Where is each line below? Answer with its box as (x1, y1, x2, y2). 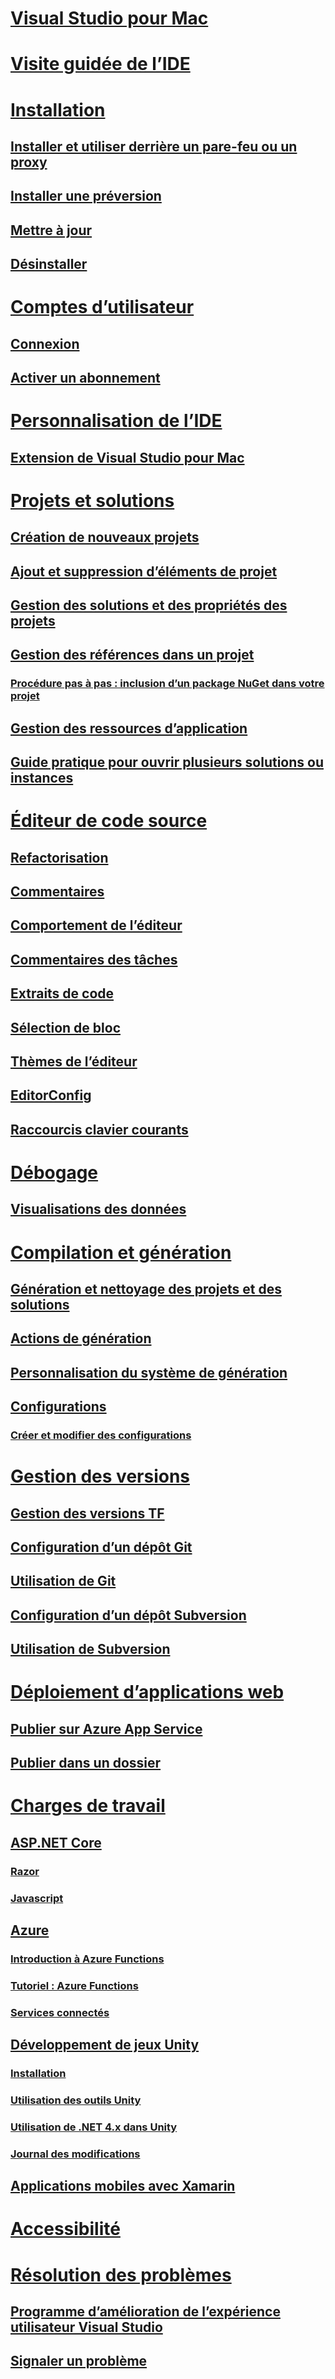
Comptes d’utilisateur (10, 296, 195, 319)
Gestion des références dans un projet (10, 647, 255, 664)
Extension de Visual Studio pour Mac (10, 449, 245, 466)
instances (10, 770, 74, 787)
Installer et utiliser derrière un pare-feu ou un (10, 138, 298, 155)
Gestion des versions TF (10, 1505, 165, 1522)
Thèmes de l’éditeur (10, 1053, 138, 1071)
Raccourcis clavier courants (10, 1121, 189, 1138)
